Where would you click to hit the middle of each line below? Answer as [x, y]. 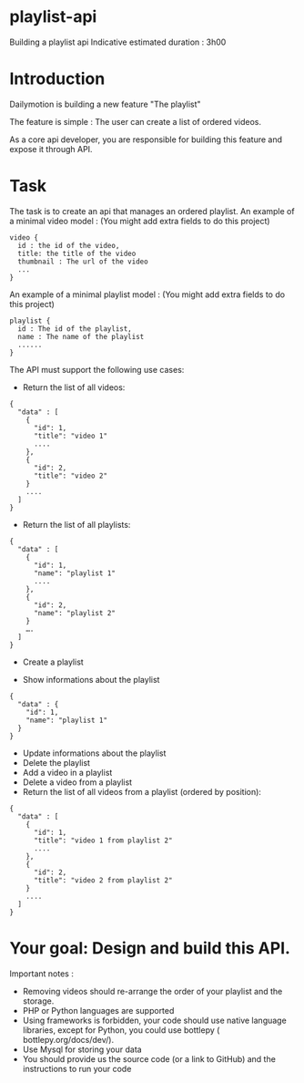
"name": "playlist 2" [75, 613]
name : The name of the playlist [81, 336]
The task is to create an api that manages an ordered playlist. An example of [152, 211]
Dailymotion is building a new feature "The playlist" [106, 104]
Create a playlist [53, 662]
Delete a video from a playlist [77, 782]
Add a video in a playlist [67, 772]
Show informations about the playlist [91, 679]
